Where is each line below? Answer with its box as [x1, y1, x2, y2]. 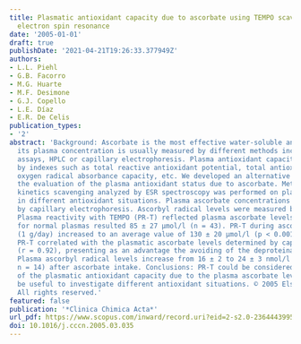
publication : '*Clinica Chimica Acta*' [9, 305, 159, 314]
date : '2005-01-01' [9, 30, 82, 39]
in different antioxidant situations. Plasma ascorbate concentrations [17, 196, 291, 206]
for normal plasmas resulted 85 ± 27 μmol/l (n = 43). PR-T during [17, 221, 275, 230]
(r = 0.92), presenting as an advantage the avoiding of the [17, 246, 251, 255]
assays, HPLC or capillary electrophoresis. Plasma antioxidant [17, 154, 262, 164]
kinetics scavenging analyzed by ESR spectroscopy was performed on [17, 188, 279, 197]
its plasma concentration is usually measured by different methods [17, 146, 279, 155]
